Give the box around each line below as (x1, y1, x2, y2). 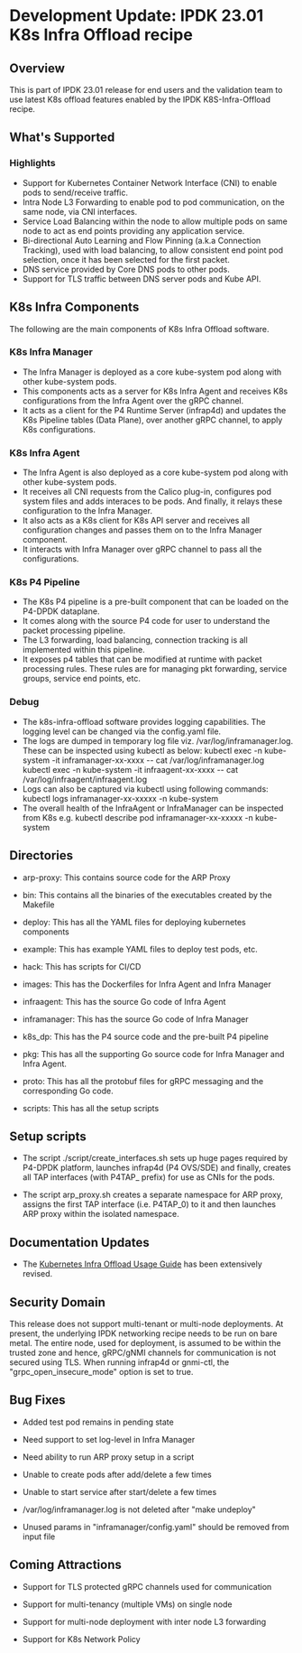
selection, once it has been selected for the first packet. (22, 254, 230, 265)
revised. (22, 1268, 53, 1279)
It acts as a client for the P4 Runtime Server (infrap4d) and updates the (22, 404, 287, 415)
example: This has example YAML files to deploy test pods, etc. (22, 943, 259, 954)
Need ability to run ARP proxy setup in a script (22, 1451, 195, 1463)
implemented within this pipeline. (22, 645, 146, 655)
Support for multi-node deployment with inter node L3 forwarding (22, 1616, 267, 1627)
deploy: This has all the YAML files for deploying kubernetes (22, 916, 246, 927)
